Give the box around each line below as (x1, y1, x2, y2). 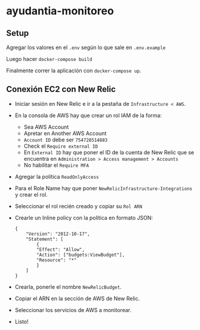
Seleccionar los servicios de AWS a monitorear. (14, 306, 131, 313)
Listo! (14, 318, 29, 325)
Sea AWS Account (23, 123, 69, 130)
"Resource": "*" (36, 257, 77, 263)
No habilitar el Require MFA (23, 161, 90, 169)
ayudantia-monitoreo (6, 4, 115, 18)
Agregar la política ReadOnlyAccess (14, 173, 99, 180)
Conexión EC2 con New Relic (6, 84, 116, 94)
